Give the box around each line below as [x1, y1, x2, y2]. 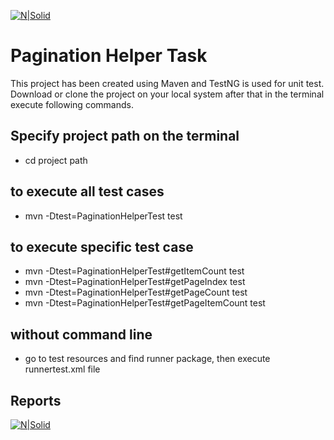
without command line [10, 326, 153, 343]
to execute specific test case [10, 238, 194, 255]
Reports [10, 392, 62, 409]
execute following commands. [10, 98, 134, 110]
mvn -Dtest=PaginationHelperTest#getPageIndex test [24, 276, 246, 288]
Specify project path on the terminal [10, 128, 240, 145]
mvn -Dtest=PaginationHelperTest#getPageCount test [24, 286, 248, 299]
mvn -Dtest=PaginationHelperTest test [24, 210, 183, 222]
